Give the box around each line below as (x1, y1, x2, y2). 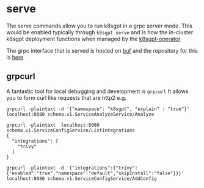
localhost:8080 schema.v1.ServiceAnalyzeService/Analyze (6, 111, 155, 118)
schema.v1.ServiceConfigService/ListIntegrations (6, 127, 136, 133)
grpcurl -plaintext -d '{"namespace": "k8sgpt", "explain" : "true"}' (6, 106, 190, 112)
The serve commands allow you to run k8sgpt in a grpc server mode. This (6, 22, 192, 29)
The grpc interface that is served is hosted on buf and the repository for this (6, 47, 199, 54)
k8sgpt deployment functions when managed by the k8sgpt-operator (6, 35, 181, 42)
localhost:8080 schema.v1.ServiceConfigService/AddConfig (6, 175, 157, 182)
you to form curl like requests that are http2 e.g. (6, 94, 127, 101)
